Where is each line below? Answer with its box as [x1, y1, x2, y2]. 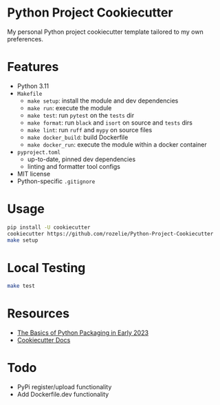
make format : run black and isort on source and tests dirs [27, 118, 193, 127]
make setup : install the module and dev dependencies [27, 96, 179, 105]
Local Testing [7, 260, 86, 276]
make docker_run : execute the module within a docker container [27, 140, 208, 149]
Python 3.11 [16, 81, 49, 90]
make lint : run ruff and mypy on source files [27, 125, 153, 134]
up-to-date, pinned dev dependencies [27, 155, 136, 163]
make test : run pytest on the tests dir [27, 111, 135, 119]
